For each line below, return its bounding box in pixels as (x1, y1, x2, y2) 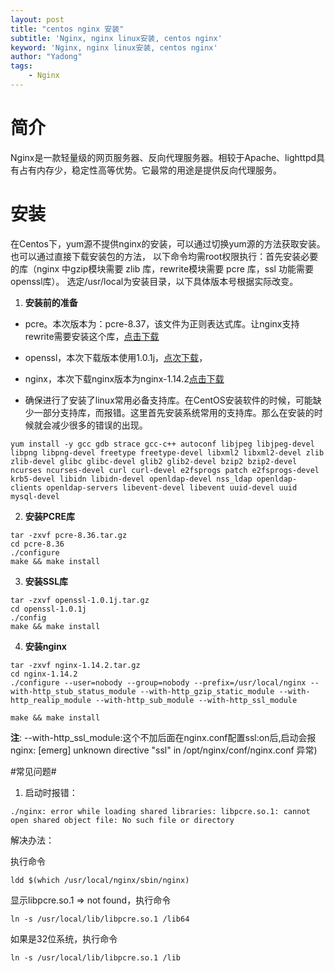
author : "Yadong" (10, 52, 83, 62)
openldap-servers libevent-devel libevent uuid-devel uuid (46, 482, 298, 493)
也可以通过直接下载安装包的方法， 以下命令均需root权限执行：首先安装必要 (10, 250, 319, 262)
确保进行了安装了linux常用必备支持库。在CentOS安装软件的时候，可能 (24, 394, 313, 406)
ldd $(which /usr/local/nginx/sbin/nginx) (10, 875, 190, 885)
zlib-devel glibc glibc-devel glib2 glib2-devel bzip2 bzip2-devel (10, 456, 298, 466)
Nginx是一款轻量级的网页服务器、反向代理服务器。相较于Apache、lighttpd (10, 151, 317, 163)
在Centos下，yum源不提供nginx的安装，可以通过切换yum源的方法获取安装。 (10, 237, 326, 250)
